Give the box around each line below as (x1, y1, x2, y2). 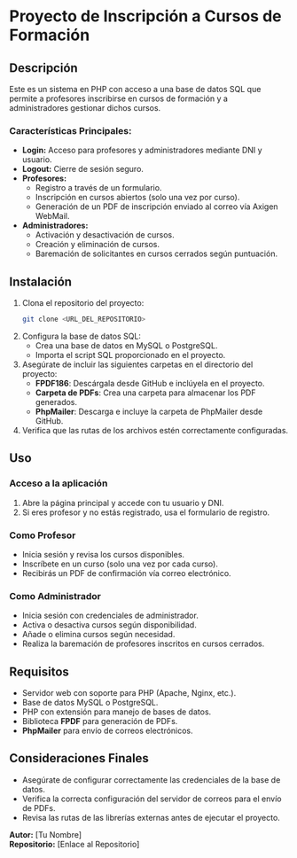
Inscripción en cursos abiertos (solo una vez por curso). (35, 192, 240, 203)
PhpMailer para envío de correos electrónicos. (21, 725, 193, 737)
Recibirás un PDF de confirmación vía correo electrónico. (21, 567, 232, 578)
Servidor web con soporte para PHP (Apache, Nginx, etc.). (21, 688, 237, 698)
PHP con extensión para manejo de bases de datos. (21, 706, 212, 717)
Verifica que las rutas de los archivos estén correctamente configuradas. (21, 425, 289, 435)
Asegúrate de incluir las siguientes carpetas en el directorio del (21, 359, 254, 370)
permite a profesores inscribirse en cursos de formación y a (9, 93, 229, 104)
